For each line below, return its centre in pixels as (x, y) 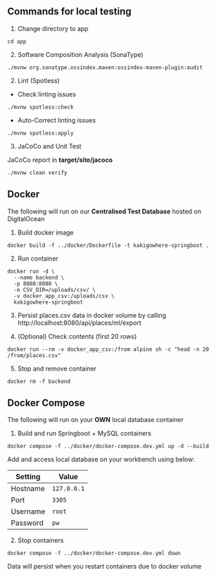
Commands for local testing (69, 12)
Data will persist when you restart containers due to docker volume (104, 566)
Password (27, 523)
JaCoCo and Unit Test (50, 146)
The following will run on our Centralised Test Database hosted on (104, 211)
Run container (38, 258)
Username (28, 511)
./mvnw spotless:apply (40, 133)
